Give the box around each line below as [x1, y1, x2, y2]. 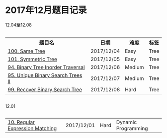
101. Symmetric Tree [7, 56, 57, 63]
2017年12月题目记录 [5, 4, 87, 16]
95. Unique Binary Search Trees [7, 71, 83, 78]
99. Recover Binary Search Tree [7, 86, 83, 93]
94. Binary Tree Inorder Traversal [7, 64, 85, 70]
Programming [116, 125, 148, 132]
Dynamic [116, 119, 137, 126]
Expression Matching [7, 125, 57, 132]
